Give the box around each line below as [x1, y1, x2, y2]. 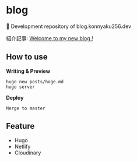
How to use [6, 52, 48, 62]
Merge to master [6, 105, 45, 111]
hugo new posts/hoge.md [6, 79, 64, 84]
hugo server [6, 84, 35, 90]
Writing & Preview [6, 68, 51, 75]
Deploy [6, 94, 24, 101]
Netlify [14, 143, 31, 150]
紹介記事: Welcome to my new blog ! [6, 34, 93, 41]
